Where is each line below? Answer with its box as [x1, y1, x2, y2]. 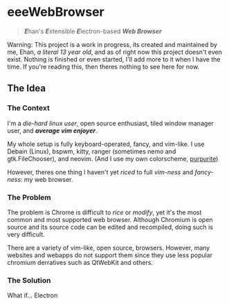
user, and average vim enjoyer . [7, 126, 98, 135]
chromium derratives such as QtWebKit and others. [7, 258, 154, 266]
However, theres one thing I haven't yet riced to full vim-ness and [7, 167, 194, 176]
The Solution [7, 275, 51, 285]
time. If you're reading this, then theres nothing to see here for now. [7, 62, 200, 71]
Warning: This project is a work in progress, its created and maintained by [7, 40, 218, 48]
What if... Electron [7, 291, 58, 299]
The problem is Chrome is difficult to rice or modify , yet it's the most [7, 208, 202, 216]
